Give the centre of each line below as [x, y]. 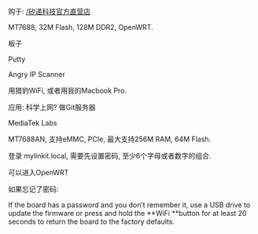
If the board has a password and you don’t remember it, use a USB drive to [129, 205]
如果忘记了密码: [33, 189]
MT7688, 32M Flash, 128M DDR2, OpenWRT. [81, 27]
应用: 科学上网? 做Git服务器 [52, 107]
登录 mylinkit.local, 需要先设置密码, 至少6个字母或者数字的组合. [110, 156]
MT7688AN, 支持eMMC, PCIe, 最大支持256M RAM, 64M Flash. [110, 139]
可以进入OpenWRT [39, 172]
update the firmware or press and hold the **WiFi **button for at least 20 [127, 213]
